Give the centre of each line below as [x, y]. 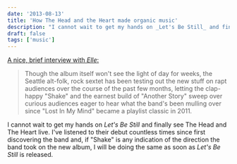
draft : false [26, 33]
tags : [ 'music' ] [31, 40]
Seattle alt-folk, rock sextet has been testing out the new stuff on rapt [126, 81]
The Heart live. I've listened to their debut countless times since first [107, 132]
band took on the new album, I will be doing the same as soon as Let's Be [114, 147]
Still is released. [30, 155]
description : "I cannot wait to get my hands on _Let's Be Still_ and [113, 27]
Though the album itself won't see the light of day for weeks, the [119, 74]
